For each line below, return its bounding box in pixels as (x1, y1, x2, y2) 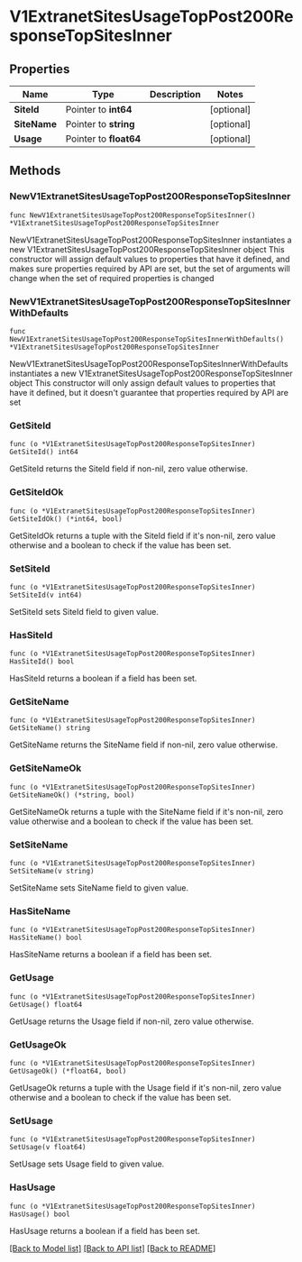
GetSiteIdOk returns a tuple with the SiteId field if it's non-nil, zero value (9, 530, 277, 541)
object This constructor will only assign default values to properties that (9, 377, 277, 389)
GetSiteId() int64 (9, 448, 78, 457)
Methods (9, 163, 61, 178)
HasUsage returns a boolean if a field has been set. (9, 1225, 200, 1236)
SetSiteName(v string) (9, 867, 95, 876)
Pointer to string (65, 118, 135, 130)
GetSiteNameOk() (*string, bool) (9, 791, 135, 800)
